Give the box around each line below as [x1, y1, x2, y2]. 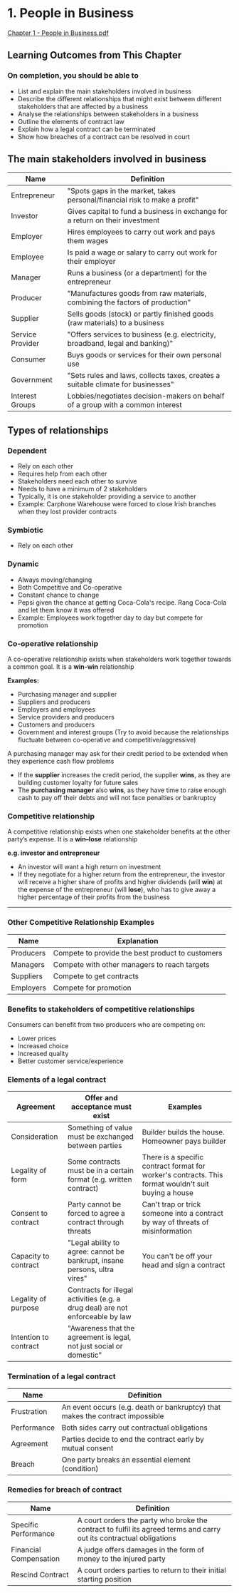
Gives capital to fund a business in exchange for [67, 207, 228, 217]
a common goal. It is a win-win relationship [7, 662, 134, 671]
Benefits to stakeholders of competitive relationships [7, 1004, 196, 1014]
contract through [67, 1217, 124, 1227]
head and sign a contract [142, 1260, 225, 1270]
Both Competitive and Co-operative [17, 583, 122, 591]
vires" [67, 1274, 87, 1284]
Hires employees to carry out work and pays [67, 227, 216, 237]
